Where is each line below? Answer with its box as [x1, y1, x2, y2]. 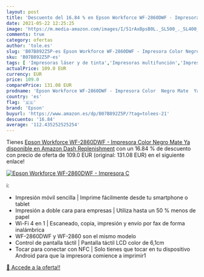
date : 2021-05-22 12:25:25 [6, 20, 75, 26]
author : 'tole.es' [6, 43, 53, 49]
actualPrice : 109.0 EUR [6, 65, 67, 72]
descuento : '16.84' [6, 116, 56, 122]
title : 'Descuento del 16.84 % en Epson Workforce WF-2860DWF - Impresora [6, 15, 200, 21]
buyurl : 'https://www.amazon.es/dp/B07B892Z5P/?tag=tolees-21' [6, 111, 170, 117]
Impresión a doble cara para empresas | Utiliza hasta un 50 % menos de [15, 207, 196, 214]
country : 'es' [6, 94, 42, 100]
